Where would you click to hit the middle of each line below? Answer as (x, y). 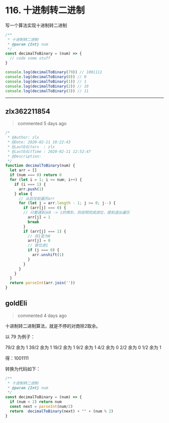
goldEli (16, 303)
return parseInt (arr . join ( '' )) (43, 283)
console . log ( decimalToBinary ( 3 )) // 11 (47, 91)
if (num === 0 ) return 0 (36, 175)
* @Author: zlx (23, 138)
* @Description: (24, 156)
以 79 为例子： (20, 337)
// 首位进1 (38, 245)
